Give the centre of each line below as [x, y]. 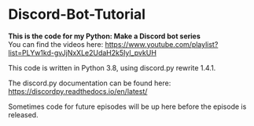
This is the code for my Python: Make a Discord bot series [104, 36]
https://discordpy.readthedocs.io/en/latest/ [78, 91]
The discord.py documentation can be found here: [90, 83]
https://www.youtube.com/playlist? [162, 44]
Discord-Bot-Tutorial [77, 14]
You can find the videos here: [56, 44]
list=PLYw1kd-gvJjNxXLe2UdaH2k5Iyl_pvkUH [83, 52]
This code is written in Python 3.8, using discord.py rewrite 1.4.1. [112, 67]
